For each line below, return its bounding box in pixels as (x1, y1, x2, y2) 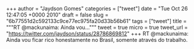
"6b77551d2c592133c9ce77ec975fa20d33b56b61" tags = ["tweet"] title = (6, 18, 187, 24)
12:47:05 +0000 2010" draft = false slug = (6, 11, 109, 18)
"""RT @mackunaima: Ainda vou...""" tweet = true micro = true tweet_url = (6, 24, 188, 31)
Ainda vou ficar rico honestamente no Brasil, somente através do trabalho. (6, 37, 188, 43)
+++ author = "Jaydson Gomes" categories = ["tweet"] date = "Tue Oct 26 (6, 5, 188, 12)
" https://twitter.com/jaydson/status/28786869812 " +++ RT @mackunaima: (6, 30, 189, 37)
